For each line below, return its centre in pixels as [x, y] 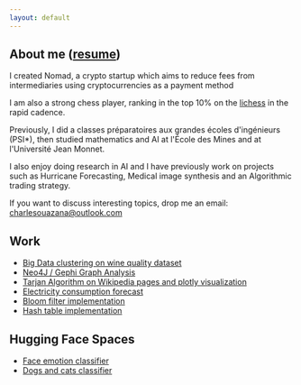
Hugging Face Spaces [72, 339]
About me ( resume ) [65, 55]
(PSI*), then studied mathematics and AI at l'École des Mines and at [135, 140]
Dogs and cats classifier [67, 371]
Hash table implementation [72, 311]
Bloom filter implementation [73, 301]
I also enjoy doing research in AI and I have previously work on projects [142, 167]
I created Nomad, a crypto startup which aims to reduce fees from [132, 76]
